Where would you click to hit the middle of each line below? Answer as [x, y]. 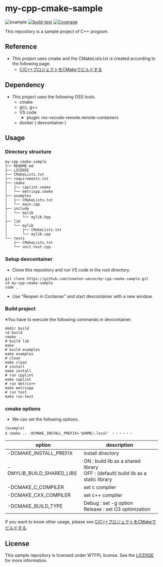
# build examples [23, 349]
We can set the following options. [45, 420]
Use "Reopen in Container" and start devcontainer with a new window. [82, 296]
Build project [20, 309]
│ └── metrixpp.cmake [29, 192]
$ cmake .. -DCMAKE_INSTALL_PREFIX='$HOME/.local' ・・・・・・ [69, 434]
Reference [21, 47]
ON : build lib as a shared [112, 461]
